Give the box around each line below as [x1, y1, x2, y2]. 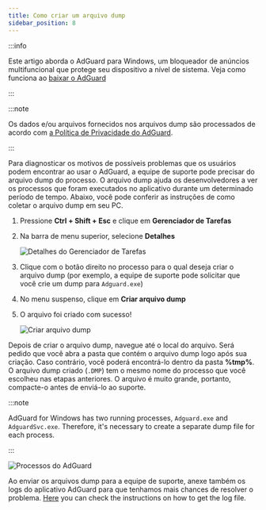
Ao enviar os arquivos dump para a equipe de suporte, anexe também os [8, 476, 246, 485]
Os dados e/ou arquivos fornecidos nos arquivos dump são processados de [8, 119, 256, 128]
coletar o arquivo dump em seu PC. [8, 200, 124, 210]
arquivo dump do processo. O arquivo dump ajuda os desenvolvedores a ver [8, 175, 258, 185]
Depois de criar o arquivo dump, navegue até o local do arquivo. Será [8, 340, 235, 350]
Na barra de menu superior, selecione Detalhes [19, 231, 176, 240]
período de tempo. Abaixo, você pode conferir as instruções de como [8, 192, 235, 201]
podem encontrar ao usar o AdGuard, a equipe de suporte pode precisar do [8, 167, 256, 176]
